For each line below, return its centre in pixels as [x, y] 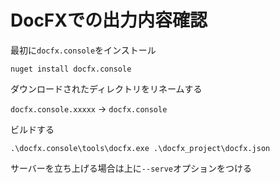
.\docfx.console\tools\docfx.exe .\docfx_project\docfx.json [140, 148]
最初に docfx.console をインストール [83, 50]
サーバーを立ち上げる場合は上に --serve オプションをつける [131, 168]
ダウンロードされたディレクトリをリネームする [106, 88]
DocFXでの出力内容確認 [109, 20]
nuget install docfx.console [71, 69]
